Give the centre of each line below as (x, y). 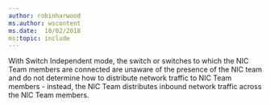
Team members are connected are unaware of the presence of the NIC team (135, 70)
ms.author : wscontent (45, 23)
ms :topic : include (39, 38)
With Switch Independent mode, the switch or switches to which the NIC (129, 61)
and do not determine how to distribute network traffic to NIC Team (120, 78)
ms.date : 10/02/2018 (45, 31)
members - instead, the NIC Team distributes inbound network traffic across (135, 87)
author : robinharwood (45, 16)
